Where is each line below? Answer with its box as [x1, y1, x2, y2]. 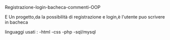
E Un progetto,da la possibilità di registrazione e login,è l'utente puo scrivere [5, 14, 165, 19]
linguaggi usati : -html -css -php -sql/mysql [5, 29, 96, 34]
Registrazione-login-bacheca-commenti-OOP [5, 4, 101, 10]
